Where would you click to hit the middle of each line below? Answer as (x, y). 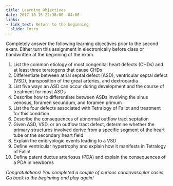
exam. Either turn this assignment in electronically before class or (75, 49)
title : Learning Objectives (36, 10)
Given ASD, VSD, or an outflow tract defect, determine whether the (84, 125)
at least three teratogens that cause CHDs (57, 70)
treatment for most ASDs (40, 92)
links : (13, 19)
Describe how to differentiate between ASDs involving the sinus (81, 97)
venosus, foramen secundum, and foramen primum (68, 102)
